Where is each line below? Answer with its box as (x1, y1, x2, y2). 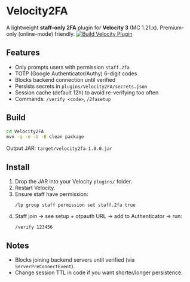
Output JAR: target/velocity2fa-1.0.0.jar (6, 145, 112, 152)
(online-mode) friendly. (17, 30, 75, 37)
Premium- (160, 24, 185, 31)
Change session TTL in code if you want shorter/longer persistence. (14, 269, 183, 276)
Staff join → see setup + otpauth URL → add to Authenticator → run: (14, 213, 182, 220)
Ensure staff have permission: (14, 191, 88, 198)
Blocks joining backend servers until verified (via (14, 256, 135, 263)
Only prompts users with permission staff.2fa (14, 63, 130, 70)
